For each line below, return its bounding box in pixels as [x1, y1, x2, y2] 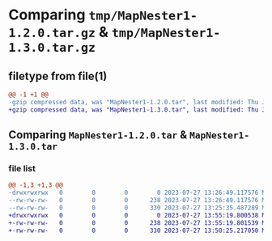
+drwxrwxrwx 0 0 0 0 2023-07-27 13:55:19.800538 [8, 211, 259, 219]
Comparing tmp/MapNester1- [8, 6, 198, 24]
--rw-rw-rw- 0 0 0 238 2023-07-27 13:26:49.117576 [8, 197, 259, 205]
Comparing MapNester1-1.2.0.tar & [8, 128, 188, 142]
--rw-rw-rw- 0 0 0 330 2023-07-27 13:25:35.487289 [8, 204, 259, 212]
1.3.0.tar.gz [8, 40, 96, 56]
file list [8, 163, 36, 174]
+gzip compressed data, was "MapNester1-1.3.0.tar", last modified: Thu [8, 105, 259, 114]
